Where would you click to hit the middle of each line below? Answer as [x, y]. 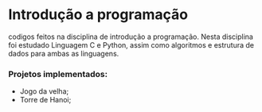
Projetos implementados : [58, 74]
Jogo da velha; [44, 91]
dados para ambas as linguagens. [64, 53]
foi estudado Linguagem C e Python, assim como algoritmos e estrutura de [131, 44]
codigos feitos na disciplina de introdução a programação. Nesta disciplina [131, 37]
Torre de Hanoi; [45, 100]
